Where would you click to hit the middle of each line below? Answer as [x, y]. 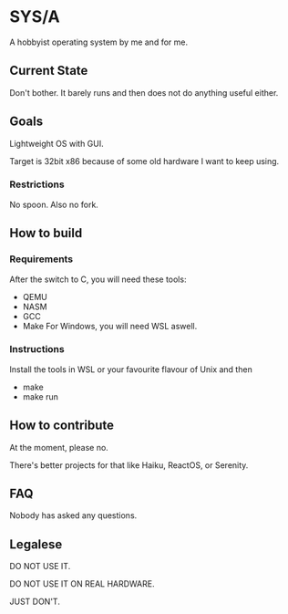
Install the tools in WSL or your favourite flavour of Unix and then [131, 369]
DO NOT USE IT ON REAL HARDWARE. [82, 584]
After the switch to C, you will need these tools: [98, 279]
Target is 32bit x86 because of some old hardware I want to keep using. [144, 161]
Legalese [36, 544]
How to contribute [62, 426]
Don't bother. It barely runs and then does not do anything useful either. [144, 92]
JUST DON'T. [35, 602]
